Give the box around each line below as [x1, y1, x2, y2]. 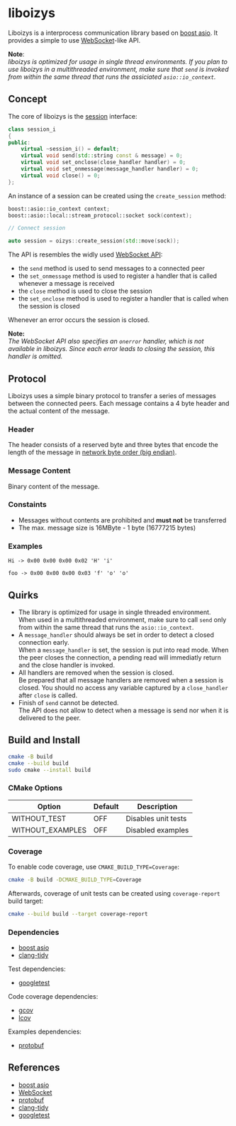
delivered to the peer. [18, 713, 81, 722]
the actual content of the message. [8, 407, 111, 415]
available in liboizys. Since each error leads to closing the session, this [8, 345, 215, 353]
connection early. [18, 638, 69, 646]
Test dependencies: [8, 965, 66, 973]
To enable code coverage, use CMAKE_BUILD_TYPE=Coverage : [8, 862, 180, 871]
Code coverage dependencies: [8, 992, 99, 1001]
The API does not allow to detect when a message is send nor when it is [18, 706, 229, 714]
